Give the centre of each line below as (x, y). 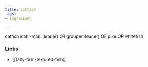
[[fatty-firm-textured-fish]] (39, 59)
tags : (11, 14)
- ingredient (18, 18)
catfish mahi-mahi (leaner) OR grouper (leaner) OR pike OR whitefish (74, 36)
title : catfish (21, 9)
